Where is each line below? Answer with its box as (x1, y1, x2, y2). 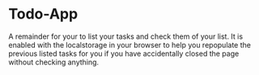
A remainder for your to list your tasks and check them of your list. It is (8, 31, 244, 41)
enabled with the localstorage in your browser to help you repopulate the (8, 40, 251, 49)
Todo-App (8, 5, 79, 23)
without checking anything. (8, 57, 100, 67)
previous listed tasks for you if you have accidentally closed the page (8, 48, 240, 58)
